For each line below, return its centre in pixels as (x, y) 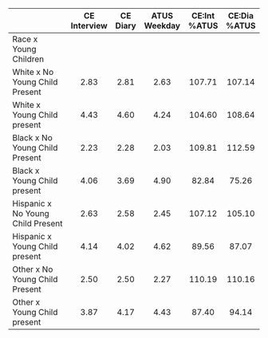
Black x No (33, 138)
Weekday (162, 26)
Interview (89, 26)
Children (28, 59)
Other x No (33, 269)
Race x (25, 39)
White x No (33, 72)
